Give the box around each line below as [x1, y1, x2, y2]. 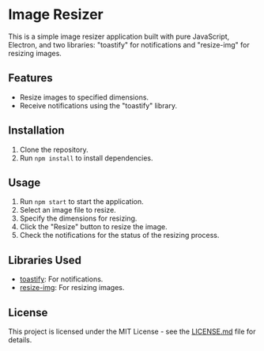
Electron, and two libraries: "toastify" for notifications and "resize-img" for [8, 40, 251, 49]
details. [8, 335, 32, 345]
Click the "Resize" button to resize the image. [19, 222, 168, 232]
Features [8, 71, 53, 85]
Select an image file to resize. [19, 206, 116, 215]
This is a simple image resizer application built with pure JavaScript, [8, 32, 230, 41]
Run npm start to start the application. [19, 197, 144, 206]
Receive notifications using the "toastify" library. [19, 100, 178, 110]
